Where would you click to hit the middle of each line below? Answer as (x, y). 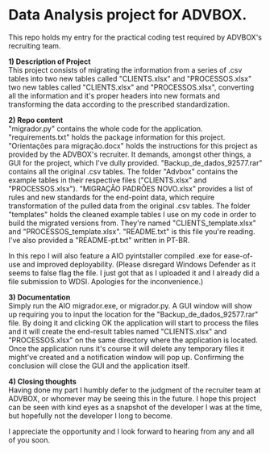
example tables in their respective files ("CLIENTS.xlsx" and (108, 180)
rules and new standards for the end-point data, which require (112, 197)
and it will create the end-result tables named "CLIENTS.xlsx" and (118, 331)
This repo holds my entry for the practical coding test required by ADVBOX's (135, 37)
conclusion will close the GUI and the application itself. (99, 366)
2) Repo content (36, 120)
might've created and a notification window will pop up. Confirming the (126, 357)
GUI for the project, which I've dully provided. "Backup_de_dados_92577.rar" (135, 162)
